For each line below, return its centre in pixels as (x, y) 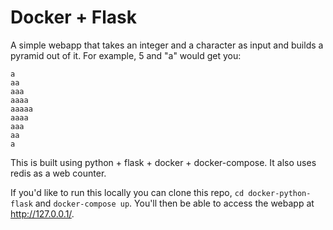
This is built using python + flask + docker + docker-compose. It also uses (163, 162)
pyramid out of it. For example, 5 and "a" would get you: (126, 55)
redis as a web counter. (58, 173)
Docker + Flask (74, 17)
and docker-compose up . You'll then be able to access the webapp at (174, 203)
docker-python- (280, 193)
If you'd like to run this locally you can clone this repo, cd (127, 192)
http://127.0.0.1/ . (42, 213)
